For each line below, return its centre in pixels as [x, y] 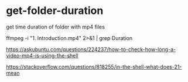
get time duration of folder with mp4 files [56, 27]
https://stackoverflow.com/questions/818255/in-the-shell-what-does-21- [94, 67]
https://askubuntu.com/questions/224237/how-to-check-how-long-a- [91, 49]
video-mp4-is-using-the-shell [42, 55]
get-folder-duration [55, 11]
